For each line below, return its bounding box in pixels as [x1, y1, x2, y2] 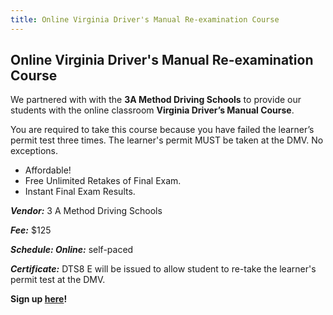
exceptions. [10, 145, 58, 157]
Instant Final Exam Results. [24, 186, 136, 198]
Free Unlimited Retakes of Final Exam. [24, 175, 182, 187]
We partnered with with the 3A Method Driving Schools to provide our [10, 94, 302, 106]
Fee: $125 [10, 224, 52, 236]
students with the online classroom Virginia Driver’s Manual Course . [10, 104, 295, 116]
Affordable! [24, 164, 72, 176]
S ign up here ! [10, 293, 68, 305]
